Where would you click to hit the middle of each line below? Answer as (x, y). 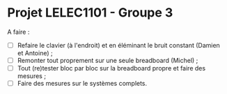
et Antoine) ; (35, 53)
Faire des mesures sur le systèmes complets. (82, 84)
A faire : (18, 32)
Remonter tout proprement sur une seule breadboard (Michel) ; (108, 60)
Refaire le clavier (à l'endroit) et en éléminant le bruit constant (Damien (119, 45)
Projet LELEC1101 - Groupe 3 (90, 13)
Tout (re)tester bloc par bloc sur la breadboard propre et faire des (111, 68)
